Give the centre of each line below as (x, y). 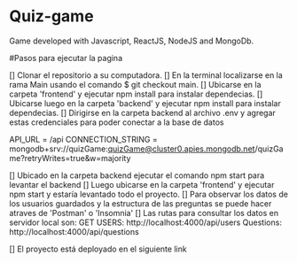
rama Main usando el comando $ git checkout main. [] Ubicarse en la (135, 84)
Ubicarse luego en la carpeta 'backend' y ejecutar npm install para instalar (145, 103)
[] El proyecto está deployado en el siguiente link (98, 249)
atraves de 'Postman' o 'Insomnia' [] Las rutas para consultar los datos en (144, 213)
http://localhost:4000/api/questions (74, 231)
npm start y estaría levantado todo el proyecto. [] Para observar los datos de (148, 194)
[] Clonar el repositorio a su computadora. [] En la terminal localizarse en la (146, 75)
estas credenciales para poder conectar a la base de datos (117, 122)
